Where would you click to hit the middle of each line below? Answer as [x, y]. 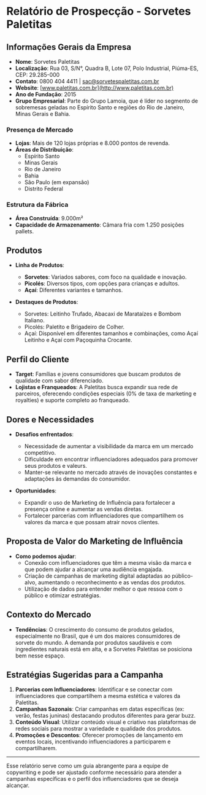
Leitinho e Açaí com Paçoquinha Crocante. [78, 340]
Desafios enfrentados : [44, 435]
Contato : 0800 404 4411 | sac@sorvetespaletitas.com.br [87, 81]
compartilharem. [36, 748]
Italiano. [34, 320]
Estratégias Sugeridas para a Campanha [85, 675]
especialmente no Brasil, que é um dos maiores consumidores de [98, 636]
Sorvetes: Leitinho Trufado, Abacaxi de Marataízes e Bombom [103, 314]
